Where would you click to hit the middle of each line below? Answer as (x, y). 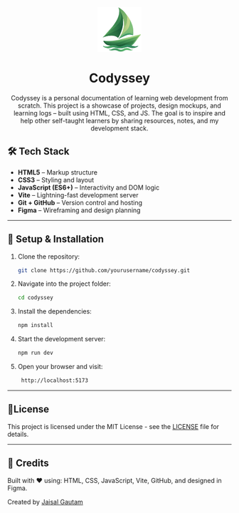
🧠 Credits (28, 463)
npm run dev (35, 353)
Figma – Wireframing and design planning (79, 210)
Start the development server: (62, 339)
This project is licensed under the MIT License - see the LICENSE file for (113, 426)
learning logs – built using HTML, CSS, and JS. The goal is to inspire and (119, 113)
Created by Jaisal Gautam (45, 502)
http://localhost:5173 (55, 380)
